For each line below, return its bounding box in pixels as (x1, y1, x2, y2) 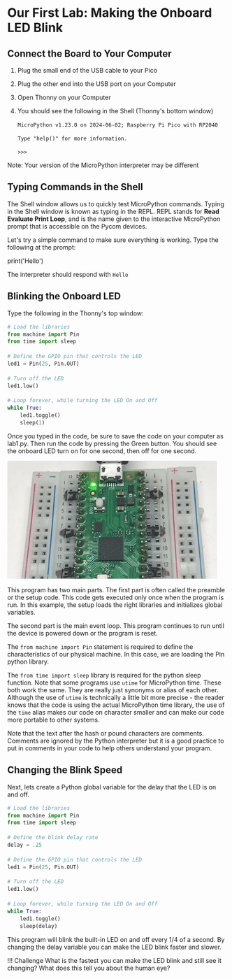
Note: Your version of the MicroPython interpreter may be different (7, 161, 199, 169)
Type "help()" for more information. (17, 135, 128, 142)
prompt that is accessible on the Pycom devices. (7, 222, 147, 230)
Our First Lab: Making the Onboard (7, 5, 212, 21)
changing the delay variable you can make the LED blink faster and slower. (7, 943, 222, 951)
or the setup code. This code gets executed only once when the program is (7, 593, 224, 601)
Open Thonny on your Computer (17, 93, 111, 101)
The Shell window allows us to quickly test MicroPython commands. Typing (7, 199, 225, 208)
